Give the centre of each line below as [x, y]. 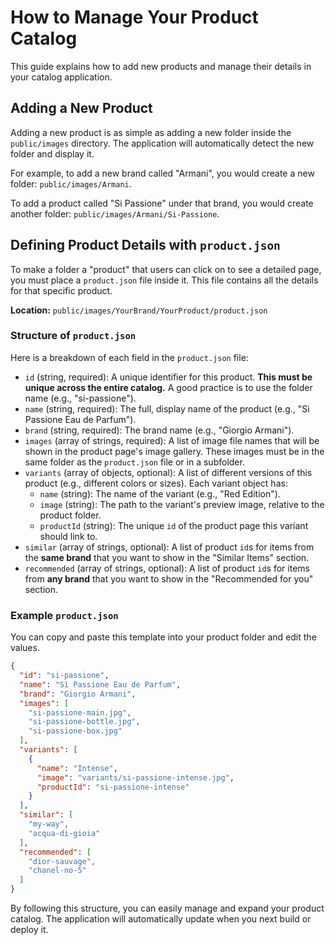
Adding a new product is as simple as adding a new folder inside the [151, 132]
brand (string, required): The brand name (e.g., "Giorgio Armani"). [159, 430]
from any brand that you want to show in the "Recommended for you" [169, 578]
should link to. [68, 536]
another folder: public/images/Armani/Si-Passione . [115, 213]
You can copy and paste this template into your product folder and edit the [163, 637]
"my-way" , [49, 824]
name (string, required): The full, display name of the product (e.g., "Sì [167, 408]
